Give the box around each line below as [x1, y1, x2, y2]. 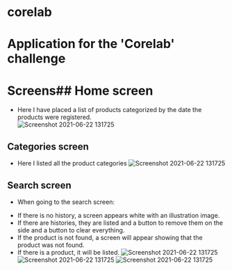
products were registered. [17, 113, 92, 122]
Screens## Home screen [7, 83, 154, 98]
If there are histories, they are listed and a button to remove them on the [17, 219, 224, 227]
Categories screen [7, 141, 89, 152]
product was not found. [17, 241, 85, 249]
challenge [7, 51, 66, 67]
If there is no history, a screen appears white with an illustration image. [17, 211, 220, 219]
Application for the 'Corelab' [7, 36, 175, 52]
